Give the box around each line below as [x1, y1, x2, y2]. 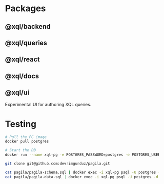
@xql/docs [5, 72, 39, 80]
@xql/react [5, 55, 40, 64]
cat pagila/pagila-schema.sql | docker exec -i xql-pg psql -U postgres [5, 170, 156, 175]
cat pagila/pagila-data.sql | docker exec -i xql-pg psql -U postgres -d [5, 174, 159, 179]
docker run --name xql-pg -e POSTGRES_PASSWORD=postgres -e [5, 152, 130, 157]
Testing [5, 118, 37, 129]
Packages [5, 3, 46, 14]
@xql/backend [5, 22, 51, 31]
